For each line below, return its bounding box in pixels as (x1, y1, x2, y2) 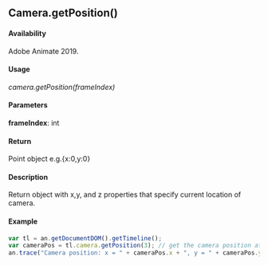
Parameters (8, 100, 48, 110)
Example (8, 216, 38, 226)
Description (8, 172, 49, 181)
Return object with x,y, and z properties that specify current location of (8, 190, 242, 200)
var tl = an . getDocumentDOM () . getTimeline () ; (8, 234, 162, 242)
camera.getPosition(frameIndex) (8, 82, 116, 92)
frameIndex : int (8, 119, 60, 127)
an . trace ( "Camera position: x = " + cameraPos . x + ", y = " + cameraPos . (8, 249, 259, 257)
